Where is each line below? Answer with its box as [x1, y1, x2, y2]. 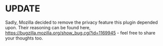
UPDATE [5, 3, 40, 14]
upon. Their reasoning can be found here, [5, 24, 91, 30]
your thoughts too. [5, 35, 43, 41]
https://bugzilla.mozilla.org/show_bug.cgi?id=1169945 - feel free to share [5, 30, 156, 36]
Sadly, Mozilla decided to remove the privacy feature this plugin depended [5, 19, 158, 25]
